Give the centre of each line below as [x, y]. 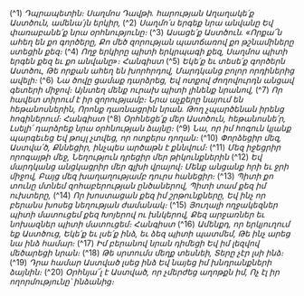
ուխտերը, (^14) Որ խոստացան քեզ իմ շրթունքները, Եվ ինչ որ [138, 195]
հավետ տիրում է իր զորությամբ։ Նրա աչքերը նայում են [126, 99]
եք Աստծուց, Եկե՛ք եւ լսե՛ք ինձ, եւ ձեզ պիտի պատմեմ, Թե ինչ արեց [150, 233]
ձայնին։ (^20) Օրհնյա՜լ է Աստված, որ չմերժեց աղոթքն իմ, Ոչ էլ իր [145, 272]
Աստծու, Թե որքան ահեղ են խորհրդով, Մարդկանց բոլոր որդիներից [152, 70]
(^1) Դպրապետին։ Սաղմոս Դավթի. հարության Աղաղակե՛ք [132, 13]
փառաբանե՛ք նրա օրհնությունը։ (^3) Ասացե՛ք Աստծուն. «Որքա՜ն [146, 32]
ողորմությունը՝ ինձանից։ [62, 282]
